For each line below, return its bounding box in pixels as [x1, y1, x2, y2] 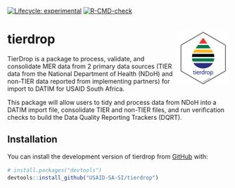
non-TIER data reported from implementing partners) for [7, 77, 170, 85]
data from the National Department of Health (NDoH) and [7, 69, 173, 77]
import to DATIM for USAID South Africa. [7, 84, 125, 93]
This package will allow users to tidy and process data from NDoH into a [7, 98, 217, 106]
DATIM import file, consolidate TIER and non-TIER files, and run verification [7, 106, 225, 114]
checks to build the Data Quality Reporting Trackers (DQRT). [7, 113, 182, 121]
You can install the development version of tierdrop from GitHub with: [7, 152, 209, 161]
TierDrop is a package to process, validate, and [7, 54, 145, 63]
